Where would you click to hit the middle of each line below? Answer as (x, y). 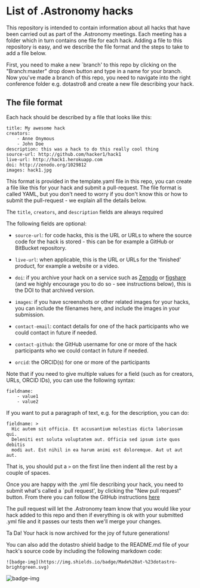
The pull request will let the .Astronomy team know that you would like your (99, 508)
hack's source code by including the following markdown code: (84, 551)
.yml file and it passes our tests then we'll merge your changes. (84, 521)
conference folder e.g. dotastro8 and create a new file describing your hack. (100, 84)
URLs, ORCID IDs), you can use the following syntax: (71, 380)
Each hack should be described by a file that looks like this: (79, 117)
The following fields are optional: (47, 224)
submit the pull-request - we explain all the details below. (76, 200)
